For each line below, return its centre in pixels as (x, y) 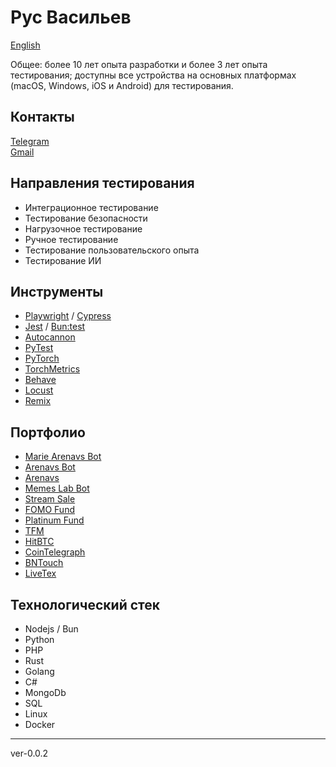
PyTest (39, 348)
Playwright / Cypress (68, 316)
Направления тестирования (102, 183)
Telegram (30, 141)
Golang (39, 671)
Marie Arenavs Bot (63, 457)
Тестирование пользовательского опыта (112, 250)
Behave (40, 380)
